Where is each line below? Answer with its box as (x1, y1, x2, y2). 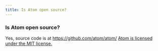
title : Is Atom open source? (5, 7, 67, 12)
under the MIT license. (5, 40, 52, 46)
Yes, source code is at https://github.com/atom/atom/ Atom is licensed (5, 35, 153, 41)
